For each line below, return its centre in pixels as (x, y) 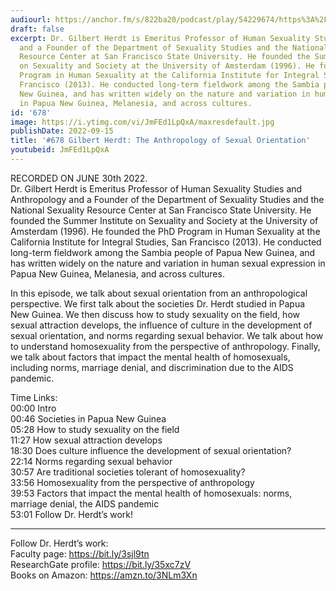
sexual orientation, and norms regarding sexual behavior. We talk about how (167, 335)
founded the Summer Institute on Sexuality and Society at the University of (164, 220)
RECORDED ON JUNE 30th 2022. (79, 178)
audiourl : (31, 19)
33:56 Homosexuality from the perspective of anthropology (132, 482)
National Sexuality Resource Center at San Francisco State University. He (161, 210)
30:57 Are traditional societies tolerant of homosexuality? (128, 472)
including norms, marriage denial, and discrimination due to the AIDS (152, 367)
